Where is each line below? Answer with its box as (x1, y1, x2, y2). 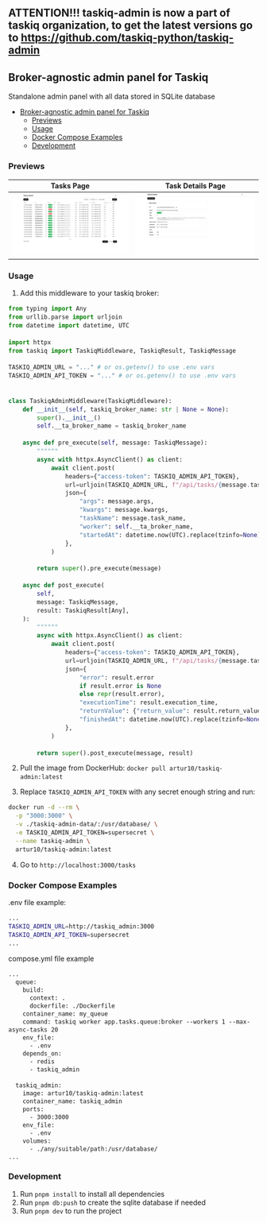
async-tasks (8, 1025, 48, 1034)
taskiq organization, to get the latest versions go (8, 19, 253, 33)
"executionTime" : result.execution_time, (79, 699, 219, 706)
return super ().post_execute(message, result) (37, 749, 194, 757)
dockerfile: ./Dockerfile (29, 1001, 115, 1010)
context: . (29, 993, 66, 1002)
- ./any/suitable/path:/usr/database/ (29, 1144, 158, 1153)
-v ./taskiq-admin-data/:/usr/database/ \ (15, 820, 158, 829)
